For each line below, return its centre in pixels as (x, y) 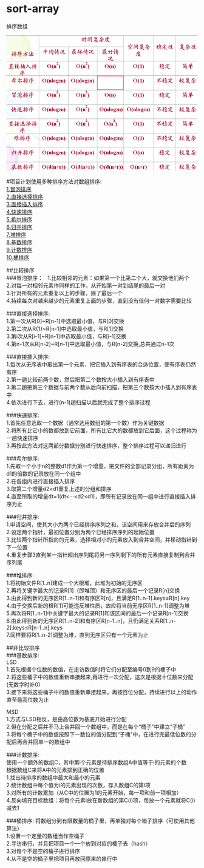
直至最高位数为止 (28, 699)
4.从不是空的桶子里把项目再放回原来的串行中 (62, 858)
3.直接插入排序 (25, 204)
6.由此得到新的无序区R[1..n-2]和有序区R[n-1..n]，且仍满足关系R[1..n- (91, 620)
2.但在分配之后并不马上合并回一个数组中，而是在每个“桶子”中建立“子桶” (96, 727)
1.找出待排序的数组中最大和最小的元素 (53, 777)
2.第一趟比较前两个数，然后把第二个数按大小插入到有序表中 (80, 379)
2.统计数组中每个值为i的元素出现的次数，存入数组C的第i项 (78, 785)
